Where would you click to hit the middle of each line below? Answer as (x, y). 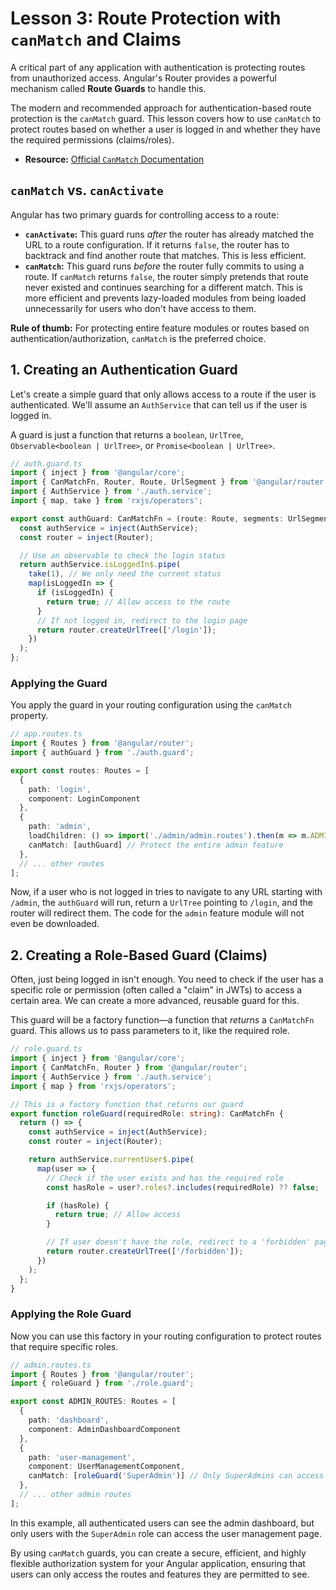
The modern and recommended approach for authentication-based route (161, 108)
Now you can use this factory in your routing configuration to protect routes (166, 1336)
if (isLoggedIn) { (75, 593)
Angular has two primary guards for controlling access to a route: (145, 214)
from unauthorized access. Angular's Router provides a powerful (143, 78)
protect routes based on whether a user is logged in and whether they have (165, 129)
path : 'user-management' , (82, 1457)
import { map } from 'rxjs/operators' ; (93, 1086)
